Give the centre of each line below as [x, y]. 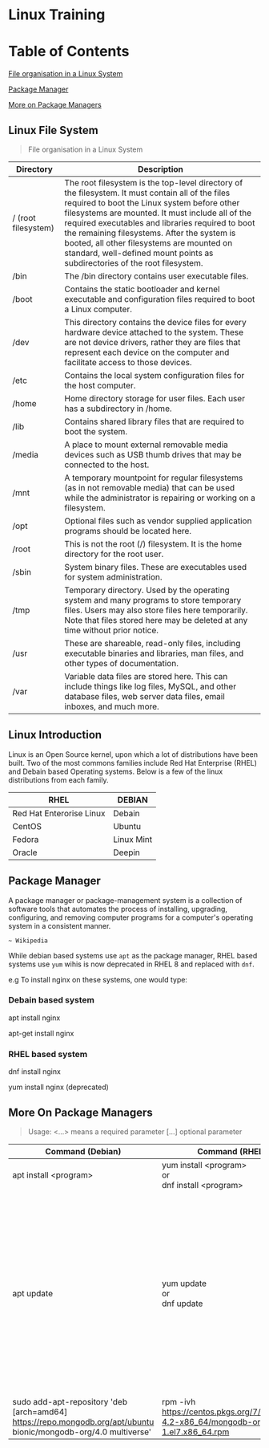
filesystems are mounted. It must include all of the [158, 213]
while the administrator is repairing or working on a [160, 498]
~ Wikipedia [28, 941]
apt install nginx [34, 1018]
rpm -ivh [179, 1401]
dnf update [182, 1304]
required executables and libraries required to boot [160, 222]
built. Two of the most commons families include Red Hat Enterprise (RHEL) [133, 763]
